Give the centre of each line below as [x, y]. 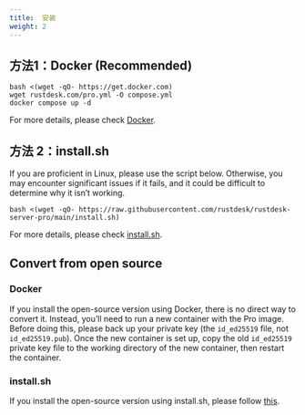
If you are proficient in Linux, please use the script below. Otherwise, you [147, 173]
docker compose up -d [51, 103]
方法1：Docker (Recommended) [101, 65]
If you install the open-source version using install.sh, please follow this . [145, 401]
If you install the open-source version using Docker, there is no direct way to [152, 309]
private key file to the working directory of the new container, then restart [147, 348]
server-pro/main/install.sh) [65, 218]
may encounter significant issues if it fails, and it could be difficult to [137, 183]
